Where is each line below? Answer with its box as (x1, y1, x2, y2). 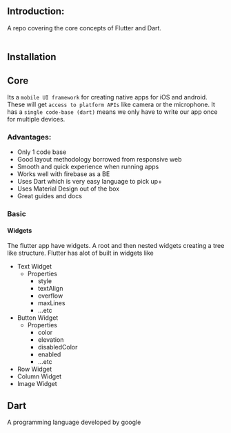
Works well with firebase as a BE (17, 170, 110, 178)
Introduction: (7, 6, 65, 17)
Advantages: (7, 132, 52, 142)
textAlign (37, 285, 63, 293)
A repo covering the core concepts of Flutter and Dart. (7, 23, 162, 32)
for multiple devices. (7, 115, 66, 124)
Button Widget (17, 314, 59, 322)
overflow (37, 291, 63, 300)
